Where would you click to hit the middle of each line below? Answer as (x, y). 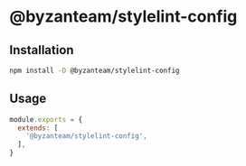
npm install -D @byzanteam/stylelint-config (95, 70)
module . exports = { (46, 119)
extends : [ (38, 128)
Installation (42, 50)
